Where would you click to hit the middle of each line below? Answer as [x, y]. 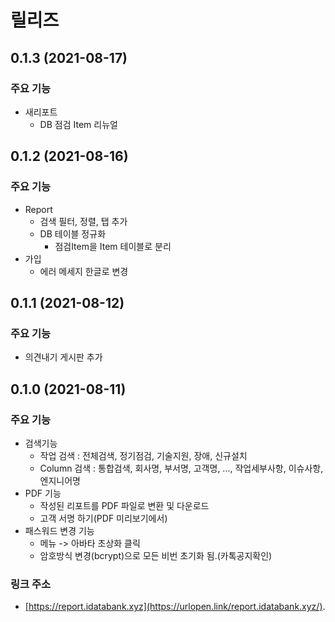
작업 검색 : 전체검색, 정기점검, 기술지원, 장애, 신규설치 [143, 455]
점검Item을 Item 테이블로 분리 [113, 246]
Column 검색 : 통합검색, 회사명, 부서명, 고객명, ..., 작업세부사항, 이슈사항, [181, 468]
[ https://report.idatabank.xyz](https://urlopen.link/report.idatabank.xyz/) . [175, 607]
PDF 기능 [43, 493]
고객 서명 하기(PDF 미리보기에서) [103, 518]
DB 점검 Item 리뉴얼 [78, 124]
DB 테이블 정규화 [73, 233]
